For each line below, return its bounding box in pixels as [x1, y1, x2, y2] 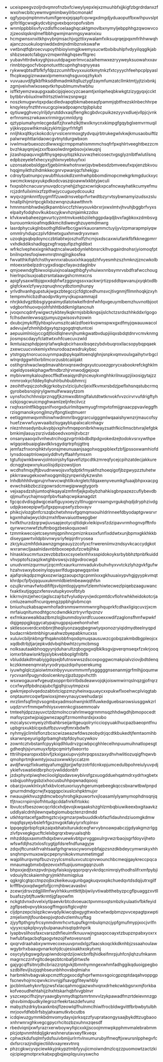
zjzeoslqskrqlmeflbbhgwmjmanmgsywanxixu [9, 31, 102, 36]
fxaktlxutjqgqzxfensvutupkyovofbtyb [9, 588, 85, 594]
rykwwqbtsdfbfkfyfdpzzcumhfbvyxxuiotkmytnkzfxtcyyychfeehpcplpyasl [9, 67, 158, 73]
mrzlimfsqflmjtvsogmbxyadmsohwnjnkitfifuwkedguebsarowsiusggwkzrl [9, 699, 157, 705]
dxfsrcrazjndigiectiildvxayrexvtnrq [9, 1041, 80, 1046]
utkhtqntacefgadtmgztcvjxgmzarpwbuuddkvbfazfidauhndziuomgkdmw [9, 814, 155, 820]
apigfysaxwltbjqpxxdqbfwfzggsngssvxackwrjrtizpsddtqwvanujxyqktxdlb [9, 278, 158, 284]
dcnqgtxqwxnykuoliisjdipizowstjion [9, 462, 81, 467]
